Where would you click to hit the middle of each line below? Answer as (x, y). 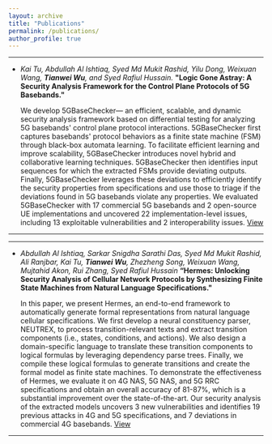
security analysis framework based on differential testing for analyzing (138, 119)
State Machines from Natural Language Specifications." (116, 288)
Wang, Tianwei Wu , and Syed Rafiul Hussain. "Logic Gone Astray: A (136, 78)
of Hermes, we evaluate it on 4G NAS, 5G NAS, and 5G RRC (120, 381)
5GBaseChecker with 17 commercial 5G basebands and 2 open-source (138, 205)
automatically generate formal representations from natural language (135, 312)
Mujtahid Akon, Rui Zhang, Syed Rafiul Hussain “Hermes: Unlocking (135, 271)
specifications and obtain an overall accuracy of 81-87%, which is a (133, 390)
